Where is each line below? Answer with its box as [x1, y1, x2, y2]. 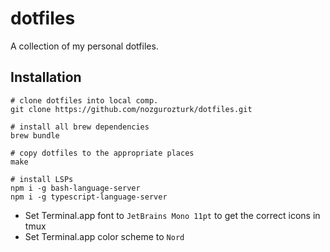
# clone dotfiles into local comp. [10, 95, 159, 106]
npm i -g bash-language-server [10, 183, 141, 193]
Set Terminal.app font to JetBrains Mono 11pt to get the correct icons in [24, 209, 321, 221]
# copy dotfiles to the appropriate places [10, 148, 195, 158]
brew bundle [10, 130, 60, 141]
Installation [10, 69, 82, 86]
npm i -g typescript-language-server [10, 192, 168, 202]
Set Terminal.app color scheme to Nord [24, 230, 185, 242]
